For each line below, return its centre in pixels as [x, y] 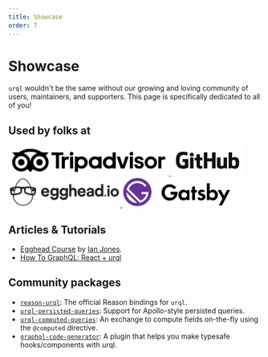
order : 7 [23, 25]
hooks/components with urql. [69, 344]
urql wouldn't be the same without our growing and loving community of [128, 88]
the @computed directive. [59, 327]
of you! [20, 105]
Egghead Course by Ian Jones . [71, 249]
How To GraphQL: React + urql [71, 258]
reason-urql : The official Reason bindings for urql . [104, 302]
